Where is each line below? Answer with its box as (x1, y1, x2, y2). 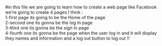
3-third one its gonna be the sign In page (5, 25, 89, 31)
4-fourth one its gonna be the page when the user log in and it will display (5, 30, 157, 36)
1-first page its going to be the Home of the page (5, 15, 106, 20)
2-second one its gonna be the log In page (5, 20, 93, 25)
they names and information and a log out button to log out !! (5, 35, 130, 41)
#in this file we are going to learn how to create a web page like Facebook (5, 4, 157, 10)
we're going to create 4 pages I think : (5, 9, 83, 15)
